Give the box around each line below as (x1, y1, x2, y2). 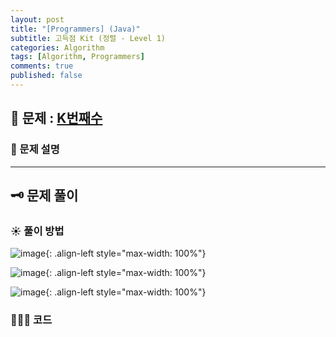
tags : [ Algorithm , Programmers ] (10, 52, 145, 62)
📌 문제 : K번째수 (10, 110, 103, 127)
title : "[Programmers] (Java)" (10, 24, 141, 34)
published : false (10, 71, 83, 81)
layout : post (10, 14, 65, 25)
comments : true (10, 61, 74, 71)
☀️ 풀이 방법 (10, 224, 65, 238)
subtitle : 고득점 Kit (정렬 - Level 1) (10, 33, 167, 43)
